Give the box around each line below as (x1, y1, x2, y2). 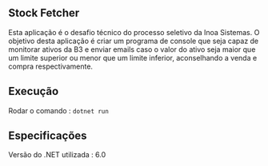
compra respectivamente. (8, 61, 94, 71)
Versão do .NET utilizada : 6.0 (8, 150, 106, 160)
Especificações (8, 129, 87, 143)
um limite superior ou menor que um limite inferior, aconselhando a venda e (8, 53, 258, 62)
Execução (8, 85, 59, 98)
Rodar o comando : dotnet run (8, 105, 110, 115)
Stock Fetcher (8, 6, 80, 20)
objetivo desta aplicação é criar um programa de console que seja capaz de (8, 36, 259, 45)
